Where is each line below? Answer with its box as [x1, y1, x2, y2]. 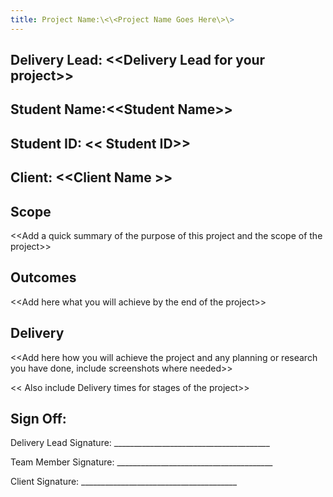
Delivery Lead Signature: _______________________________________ [10, 437, 270, 449]
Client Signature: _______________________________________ [10, 476, 238, 488]
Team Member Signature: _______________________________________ [10, 456, 273, 468]
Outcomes [10, 269, 77, 286]
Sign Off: [10, 411, 67, 428]
